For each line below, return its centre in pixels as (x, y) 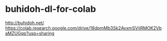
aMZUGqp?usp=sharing (30, 33)
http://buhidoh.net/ (24, 23)
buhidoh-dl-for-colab (51, 9)
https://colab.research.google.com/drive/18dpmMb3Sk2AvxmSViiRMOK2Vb (83, 28)
